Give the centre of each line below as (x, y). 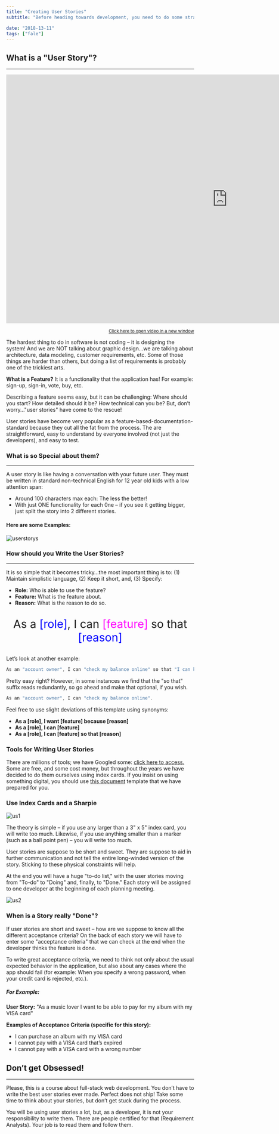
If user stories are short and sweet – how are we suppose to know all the (95, 929)
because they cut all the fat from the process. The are (96, 428)
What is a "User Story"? (52, 58)
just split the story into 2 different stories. (65, 511)
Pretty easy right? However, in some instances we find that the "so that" (94, 680)
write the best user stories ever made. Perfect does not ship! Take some (95, 1094)
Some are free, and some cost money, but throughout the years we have (95, 768)
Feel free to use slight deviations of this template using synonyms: (87, 709)
